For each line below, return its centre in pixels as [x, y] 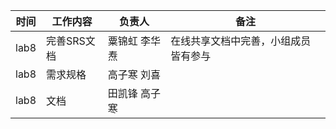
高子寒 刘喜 [134, 74]
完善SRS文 [71, 41]
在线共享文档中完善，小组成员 [241, 41]
